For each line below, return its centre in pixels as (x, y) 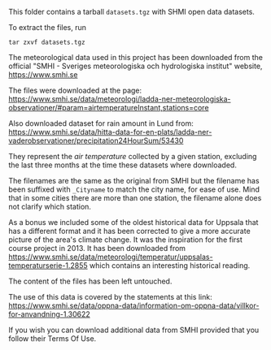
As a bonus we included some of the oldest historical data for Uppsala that (133, 222)
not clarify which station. (50, 207)
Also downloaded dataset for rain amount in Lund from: (101, 123)
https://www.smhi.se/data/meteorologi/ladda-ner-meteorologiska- (120, 99)
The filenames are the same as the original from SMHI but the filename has (134, 181)
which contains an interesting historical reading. (170, 266)
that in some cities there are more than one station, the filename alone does (135, 198)
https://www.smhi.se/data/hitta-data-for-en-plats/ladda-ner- (110, 132)
